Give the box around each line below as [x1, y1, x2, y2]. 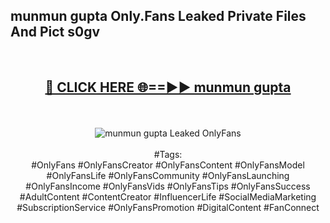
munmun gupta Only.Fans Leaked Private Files [10, 8, 307, 25]
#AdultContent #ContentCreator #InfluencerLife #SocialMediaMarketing [19, 190, 317, 203]
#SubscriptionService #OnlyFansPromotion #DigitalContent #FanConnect [16, 201, 320, 213]
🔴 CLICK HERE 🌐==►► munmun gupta [44, 79, 292, 96]
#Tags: [153, 148, 183, 160]
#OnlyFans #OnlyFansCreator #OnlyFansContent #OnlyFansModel [31, 159, 305, 171]
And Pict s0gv [10, 24, 101, 41]
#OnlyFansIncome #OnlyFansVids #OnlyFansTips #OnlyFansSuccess [25, 180, 311, 192]
